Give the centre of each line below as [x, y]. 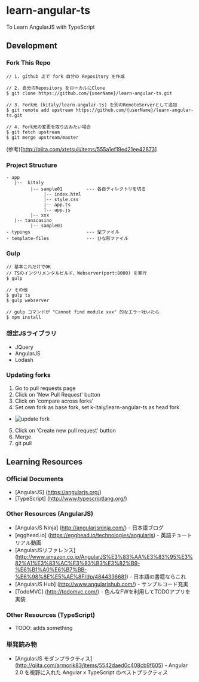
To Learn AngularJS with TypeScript [50, 27]
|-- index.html [63, 194]
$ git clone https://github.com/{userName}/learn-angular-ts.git [89, 93]
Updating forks [28, 375]
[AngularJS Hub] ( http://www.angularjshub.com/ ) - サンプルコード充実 [102, 584]
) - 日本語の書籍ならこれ [156, 576]
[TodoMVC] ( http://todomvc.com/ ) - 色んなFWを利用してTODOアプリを [102, 591]
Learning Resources [44, 462]
